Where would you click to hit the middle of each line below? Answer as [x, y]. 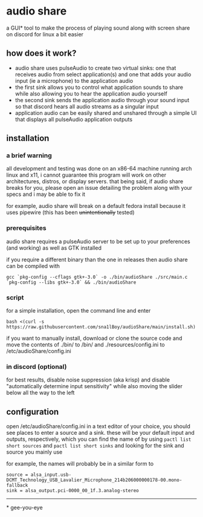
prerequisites [26, 228]
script [15, 298]
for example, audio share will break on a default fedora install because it [96, 206]
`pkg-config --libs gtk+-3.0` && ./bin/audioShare [71, 282]
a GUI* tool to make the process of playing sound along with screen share [98, 28]
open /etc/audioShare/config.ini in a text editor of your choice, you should [98, 426]
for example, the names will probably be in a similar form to [80, 464]
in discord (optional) [37, 366]
